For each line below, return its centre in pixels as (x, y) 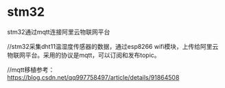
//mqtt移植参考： (31, 69)
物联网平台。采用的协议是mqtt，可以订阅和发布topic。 (84, 55)
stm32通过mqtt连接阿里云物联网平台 (59, 32)
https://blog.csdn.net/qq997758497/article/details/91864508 (93, 77)
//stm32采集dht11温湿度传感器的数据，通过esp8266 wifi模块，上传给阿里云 (113, 46)
